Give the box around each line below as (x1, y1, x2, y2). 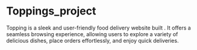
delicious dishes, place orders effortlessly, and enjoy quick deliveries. (6, 37, 179, 44)
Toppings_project (6, 4, 96, 18)
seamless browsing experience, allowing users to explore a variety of (6, 30, 178, 37)
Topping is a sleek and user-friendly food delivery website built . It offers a (6, 24, 191, 31)
